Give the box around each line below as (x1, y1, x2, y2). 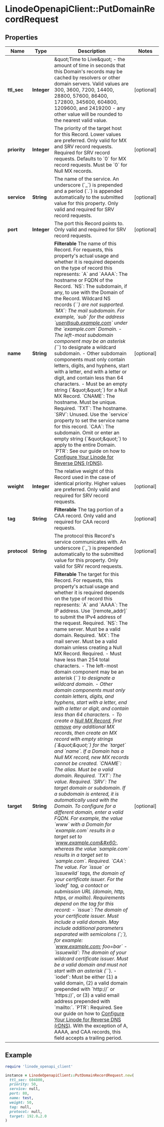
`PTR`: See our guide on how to (54, 448, 126, 454)
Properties (5, 33, 38, 41)
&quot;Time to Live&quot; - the (54, 56, 125, 62)
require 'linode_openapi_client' (5, 1064, 73, 1069)
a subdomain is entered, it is (54, 791, 119, 797)
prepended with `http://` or (54, 986, 115, 992)
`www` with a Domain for (54, 821, 112, 828)
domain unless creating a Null (54, 644, 122, 651)
